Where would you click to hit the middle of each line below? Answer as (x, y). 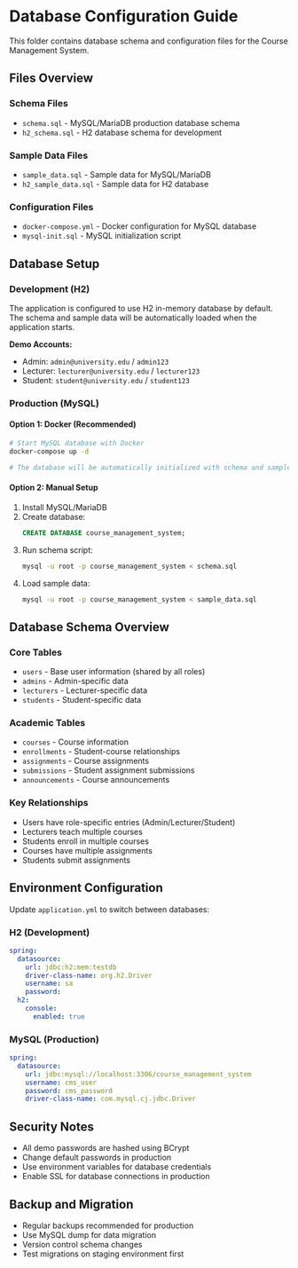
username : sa (49, 984)
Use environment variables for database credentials (117, 1167)
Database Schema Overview (90, 627)
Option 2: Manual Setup (54, 488)
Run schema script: (57, 550)
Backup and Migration (71, 1204)
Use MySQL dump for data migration (89, 1234)
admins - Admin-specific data (75, 681)
